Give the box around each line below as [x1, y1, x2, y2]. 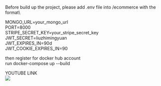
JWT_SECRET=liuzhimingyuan [5, 35, 67, 41]
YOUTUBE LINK [5, 70, 37, 76]
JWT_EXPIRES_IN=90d [5, 40, 52, 46]
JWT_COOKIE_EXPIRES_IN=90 [5, 46, 68, 51]
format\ [5, 9, 21, 15]
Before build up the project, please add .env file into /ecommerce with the [5, 4, 156, 10]
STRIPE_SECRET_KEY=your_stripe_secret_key [5, 30, 99, 35]
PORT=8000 [5, 24, 31, 30]
